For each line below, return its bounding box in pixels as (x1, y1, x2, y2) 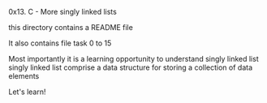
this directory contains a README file (8, 23, 134, 32)
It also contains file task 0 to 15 (8, 38, 112, 48)
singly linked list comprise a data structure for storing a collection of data (8, 62, 253, 72)
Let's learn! (8, 87, 46, 97)
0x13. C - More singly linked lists (8, 7, 118, 16)
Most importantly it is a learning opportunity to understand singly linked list (8, 54, 259, 63)
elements (8, 71, 40, 80)
